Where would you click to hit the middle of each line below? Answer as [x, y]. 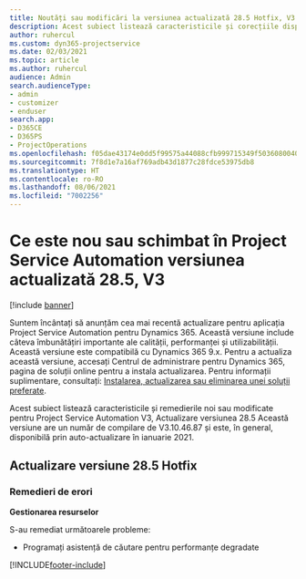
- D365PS [26, 137]
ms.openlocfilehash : [49, 153]
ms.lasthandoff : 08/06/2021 [63, 188]
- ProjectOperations [49, 145]
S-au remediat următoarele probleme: [80, 529]
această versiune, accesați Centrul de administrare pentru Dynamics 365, [147, 361]
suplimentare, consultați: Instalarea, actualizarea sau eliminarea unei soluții [150, 380]
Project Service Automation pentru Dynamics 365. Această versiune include [152, 332]
